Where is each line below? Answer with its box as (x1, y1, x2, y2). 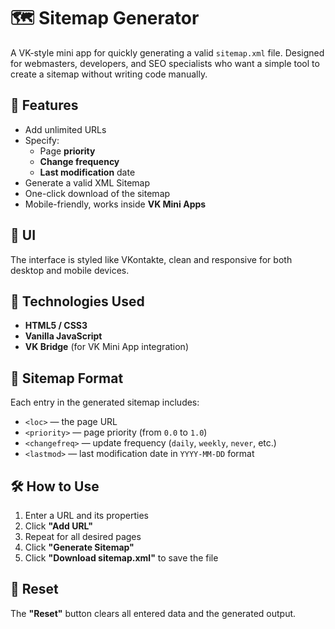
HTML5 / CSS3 (24, 320, 88, 332)
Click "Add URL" (24, 520, 93, 532)
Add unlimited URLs (24, 123, 107, 135)
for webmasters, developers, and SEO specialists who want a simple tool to (10, 57, 320, 69)
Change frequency (39, 155, 120, 167)
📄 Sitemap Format (10, 370, 124, 387)
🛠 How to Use (10, 478, 100, 495)
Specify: (24, 134, 60, 146)
